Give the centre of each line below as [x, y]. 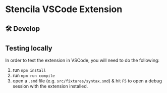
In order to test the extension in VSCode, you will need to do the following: [82, 60]
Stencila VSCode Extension [64, 9]
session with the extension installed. [50, 86]
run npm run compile [34, 76]
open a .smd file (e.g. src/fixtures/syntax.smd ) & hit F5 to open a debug [87, 81]
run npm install [29, 70]
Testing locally [29, 48]
